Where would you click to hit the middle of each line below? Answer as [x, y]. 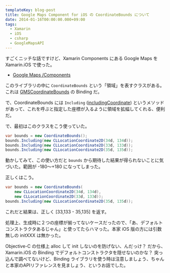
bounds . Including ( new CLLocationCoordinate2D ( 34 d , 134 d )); [69, 141]
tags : [11, 24]
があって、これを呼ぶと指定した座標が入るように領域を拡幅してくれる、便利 [85, 109]
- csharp [19, 39]
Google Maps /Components [41, 75]
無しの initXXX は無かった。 [34, 235]
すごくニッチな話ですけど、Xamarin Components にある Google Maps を [82, 58]
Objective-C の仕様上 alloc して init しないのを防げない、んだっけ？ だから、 [86, 246]
